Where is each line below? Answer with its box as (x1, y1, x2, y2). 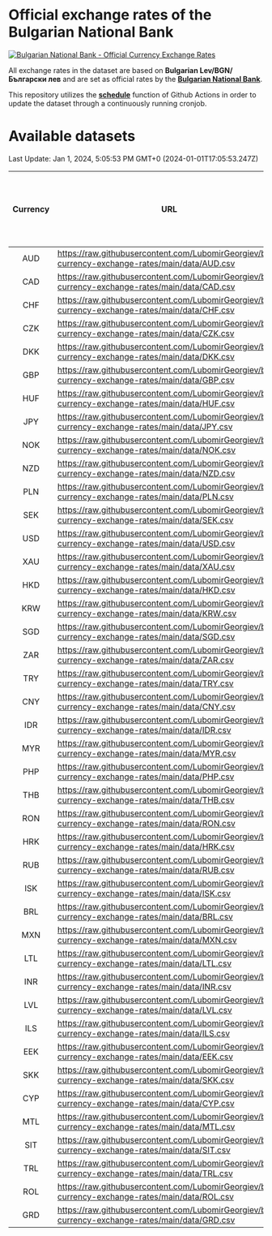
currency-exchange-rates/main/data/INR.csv (57, 980, 232, 992)
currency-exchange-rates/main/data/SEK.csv (57, 514, 234, 525)
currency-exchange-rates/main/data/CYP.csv (57, 1097, 235, 1109)
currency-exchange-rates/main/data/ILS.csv (57, 1027, 231, 1039)
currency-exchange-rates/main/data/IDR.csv (57, 724, 232, 735)
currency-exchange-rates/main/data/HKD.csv (57, 584, 236, 596)
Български (8, 74, 47, 84)
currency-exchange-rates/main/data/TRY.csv (57, 678, 234, 689)
